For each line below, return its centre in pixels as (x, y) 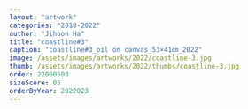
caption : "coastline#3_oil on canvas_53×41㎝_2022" (106, 50)
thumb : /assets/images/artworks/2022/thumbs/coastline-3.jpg (124, 67)
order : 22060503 (39, 75)
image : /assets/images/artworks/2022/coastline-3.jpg (111, 58)
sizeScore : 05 (35, 83)
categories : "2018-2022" (55, 25)
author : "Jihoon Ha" (47, 33)
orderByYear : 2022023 (49, 91)
